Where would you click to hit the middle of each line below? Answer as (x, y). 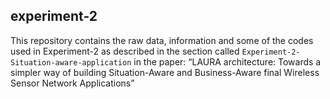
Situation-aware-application (71, 62)
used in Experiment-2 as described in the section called (125, 51)
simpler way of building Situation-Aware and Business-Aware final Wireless (165, 72)
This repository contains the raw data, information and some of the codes (162, 40)
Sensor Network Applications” (72, 83)
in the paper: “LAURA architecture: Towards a (227, 61)
